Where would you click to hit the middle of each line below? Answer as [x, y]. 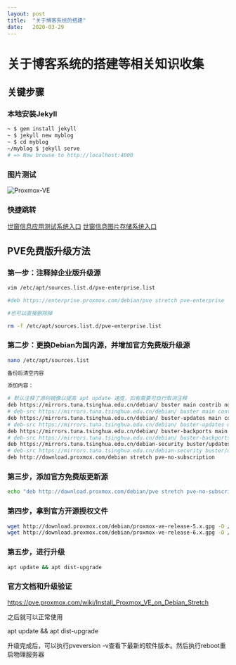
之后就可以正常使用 [35, 616]
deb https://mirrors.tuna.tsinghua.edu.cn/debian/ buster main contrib [114, 405]
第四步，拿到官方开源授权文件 [58, 511]
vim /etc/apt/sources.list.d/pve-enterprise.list [81, 287]
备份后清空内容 [26, 373]
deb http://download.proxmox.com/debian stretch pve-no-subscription [111, 458]
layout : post [26, 14]
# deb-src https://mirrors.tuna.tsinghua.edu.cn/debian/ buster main [111, 412]
